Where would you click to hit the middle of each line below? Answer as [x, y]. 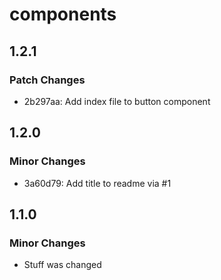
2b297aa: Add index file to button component [117, 101]
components [63, 14]
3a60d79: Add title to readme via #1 [97, 183]
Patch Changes [47, 80]
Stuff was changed [62, 265]
